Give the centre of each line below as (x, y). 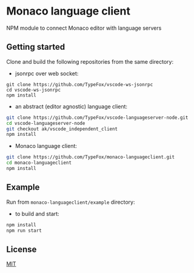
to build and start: (37, 214)
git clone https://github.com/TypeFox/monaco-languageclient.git (90, 157)
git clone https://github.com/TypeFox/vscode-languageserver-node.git (97, 117)
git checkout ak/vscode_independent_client (62, 129)
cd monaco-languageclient (39, 163)
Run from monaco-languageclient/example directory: (71, 202)
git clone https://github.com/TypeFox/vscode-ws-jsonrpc (80, 84)
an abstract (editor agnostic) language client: (71, 106)
